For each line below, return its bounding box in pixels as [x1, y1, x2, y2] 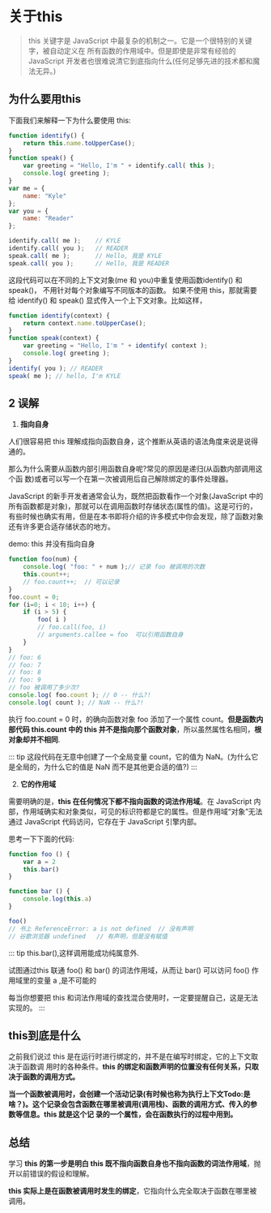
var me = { [8, 184, 45, 192]
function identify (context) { [8, 312, 111, 320]
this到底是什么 [8, 1028, 82, 1043]
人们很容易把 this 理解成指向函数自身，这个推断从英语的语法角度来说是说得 [8, 437, 259, 446]
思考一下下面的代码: [8, 833, 75, 844]
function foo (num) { [8, 555, 78, 564]
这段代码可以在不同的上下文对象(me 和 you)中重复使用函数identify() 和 [8, 275, 243, 285]
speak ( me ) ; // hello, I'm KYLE [8, 372, 121, 380]
